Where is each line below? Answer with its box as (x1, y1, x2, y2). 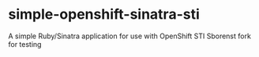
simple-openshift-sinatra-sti (8, 5, 200, 23)
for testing (8, 39, 42, 48)
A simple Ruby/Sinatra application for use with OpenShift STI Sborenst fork (8, 31, 251, 41)
